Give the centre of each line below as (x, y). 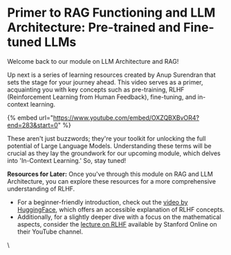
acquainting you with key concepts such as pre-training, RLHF (96, 89)
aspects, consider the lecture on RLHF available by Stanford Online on (117, 224)
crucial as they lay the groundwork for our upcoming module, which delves (114, 153)
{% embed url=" (30, 117)
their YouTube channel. (50, 231)
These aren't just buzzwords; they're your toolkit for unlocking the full (107, 138)
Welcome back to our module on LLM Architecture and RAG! (93, 61)
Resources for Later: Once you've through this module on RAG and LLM (110, 174)
